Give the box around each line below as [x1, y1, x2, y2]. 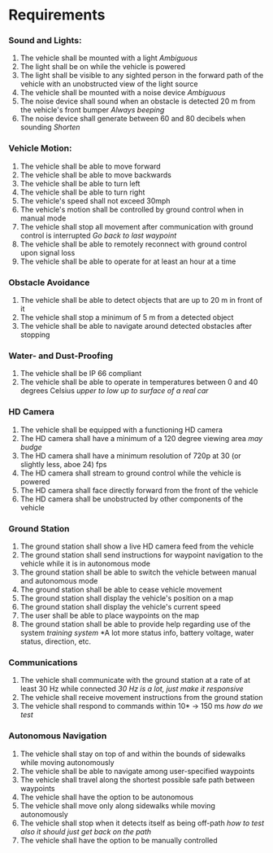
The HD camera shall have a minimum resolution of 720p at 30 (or [19, 450, 241, 461]
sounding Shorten [19, 122, 80, 132]
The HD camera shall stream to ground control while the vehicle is [19, 468, 241, 478]
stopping [19, 330, 50, 339]
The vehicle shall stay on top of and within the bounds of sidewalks [19, 749, 246, 759]
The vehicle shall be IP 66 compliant [19, 369, 142, 378]
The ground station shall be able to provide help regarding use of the [19, 619, 251, 628]
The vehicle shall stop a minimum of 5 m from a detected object [19, 313, 234, 322]
